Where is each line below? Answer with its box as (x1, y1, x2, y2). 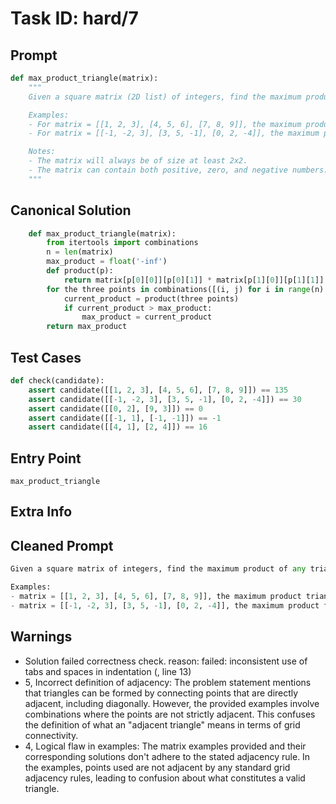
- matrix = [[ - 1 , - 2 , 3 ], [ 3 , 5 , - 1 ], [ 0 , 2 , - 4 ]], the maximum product (10, 600, 320, 611)
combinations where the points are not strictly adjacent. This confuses (24, 708, 316, 720)
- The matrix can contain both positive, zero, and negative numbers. (28, 165, 329, 175)
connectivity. (24, 729, 79, 741)
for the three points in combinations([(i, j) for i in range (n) (46, 284, 325, 294)
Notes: (28, 147, 56, 157)
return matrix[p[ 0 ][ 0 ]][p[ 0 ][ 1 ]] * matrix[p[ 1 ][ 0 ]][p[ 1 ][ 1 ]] (63, 275, 325, 285)
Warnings (10, 628, 73, 646)
